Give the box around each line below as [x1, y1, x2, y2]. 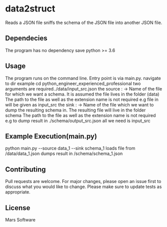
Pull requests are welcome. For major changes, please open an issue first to [5, 178, 161, 184]
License [5, 203, 30, 212]
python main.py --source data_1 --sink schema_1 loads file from [5, 145, 135, 151]
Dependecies [5, 34, 47, 42]
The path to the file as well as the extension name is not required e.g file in [5, 96, 159, 102]
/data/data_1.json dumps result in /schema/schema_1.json [5, 150, 123, 156]
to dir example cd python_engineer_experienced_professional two [5, 80, 141, 86]
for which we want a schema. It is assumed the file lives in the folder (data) [5, 91, 159, 97]
